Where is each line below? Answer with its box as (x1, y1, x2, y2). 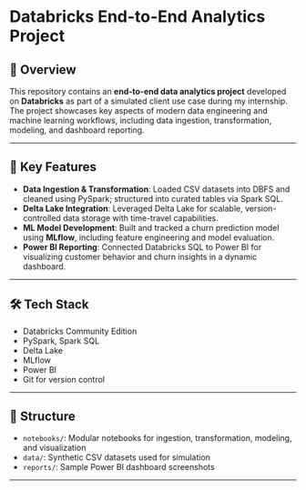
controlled (22, 212, 61, 224)
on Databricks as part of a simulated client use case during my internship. (9, 95, 289, 106)
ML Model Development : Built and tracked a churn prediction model (22, 222, 280, 233)
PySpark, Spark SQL (22, 335, 100, 346)
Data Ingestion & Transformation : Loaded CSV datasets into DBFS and (22, 184, 291, 195)
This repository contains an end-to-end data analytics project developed (9, 86, 287, 96)
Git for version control (22, 374, 106, 385)
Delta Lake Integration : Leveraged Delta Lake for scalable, (22, 203, 243, 214)
